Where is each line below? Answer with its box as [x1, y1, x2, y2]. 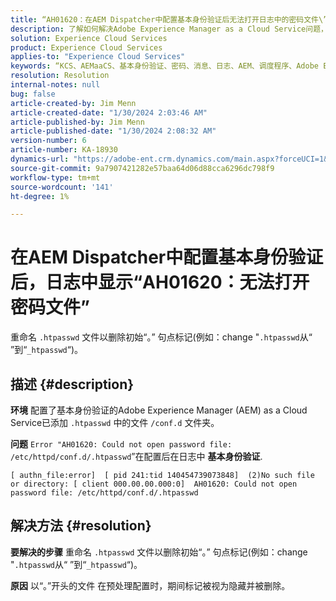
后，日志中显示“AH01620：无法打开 [10, 271, 310, 294]
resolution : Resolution [10, 71, 110, 81]
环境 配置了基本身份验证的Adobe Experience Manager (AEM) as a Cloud [10, 404, 308, 416]
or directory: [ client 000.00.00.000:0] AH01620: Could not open [10, 479, 298, 489]
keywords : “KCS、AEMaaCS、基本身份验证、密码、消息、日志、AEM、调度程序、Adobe [10, 61, 320, 71]
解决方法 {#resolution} [10, 517, 152, 535]
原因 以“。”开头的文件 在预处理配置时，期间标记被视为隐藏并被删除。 [10, 579, 291, 591]
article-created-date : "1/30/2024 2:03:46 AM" [10, 107, 208, 118]
